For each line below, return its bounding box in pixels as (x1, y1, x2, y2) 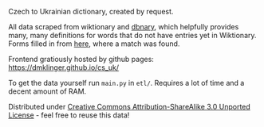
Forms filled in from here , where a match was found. (8, 39, 180, 48)
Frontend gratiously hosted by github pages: (8, 55, 154, 63)
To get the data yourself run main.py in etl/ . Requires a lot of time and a (8, 79, 245, 87)
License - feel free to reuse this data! (8, 110, 130, 120)
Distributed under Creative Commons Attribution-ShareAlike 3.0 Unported (8, 102, 251, 111)
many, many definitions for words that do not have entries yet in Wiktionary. (8, 31, 257, 40)
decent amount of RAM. (8, 87, 87, 96)
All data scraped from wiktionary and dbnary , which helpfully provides (8, 22, 239, 31)
